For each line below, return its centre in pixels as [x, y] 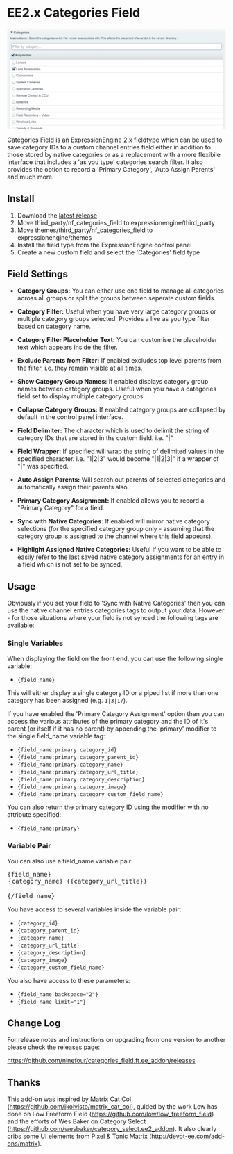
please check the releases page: [54, 1047]
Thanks [24, 1082]
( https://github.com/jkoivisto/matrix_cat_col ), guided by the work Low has [112, 1107]
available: [21, 625]
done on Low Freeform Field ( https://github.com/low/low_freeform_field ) [111, 1114]
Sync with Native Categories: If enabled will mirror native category [113, 521]
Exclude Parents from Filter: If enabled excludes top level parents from [119, 361]
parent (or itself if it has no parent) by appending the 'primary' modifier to [112, 729]
